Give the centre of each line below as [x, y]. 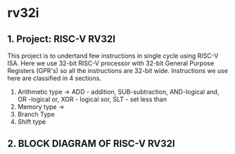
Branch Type [36, 114]
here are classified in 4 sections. [55, 78]
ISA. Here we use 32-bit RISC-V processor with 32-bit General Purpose [111, 63]
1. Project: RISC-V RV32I [62, 39]
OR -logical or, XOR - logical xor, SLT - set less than [92, 99]
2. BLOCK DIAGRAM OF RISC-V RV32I [91, 144]
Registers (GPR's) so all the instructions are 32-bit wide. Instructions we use [118, 71]
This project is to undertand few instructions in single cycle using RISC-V [113, 56]
